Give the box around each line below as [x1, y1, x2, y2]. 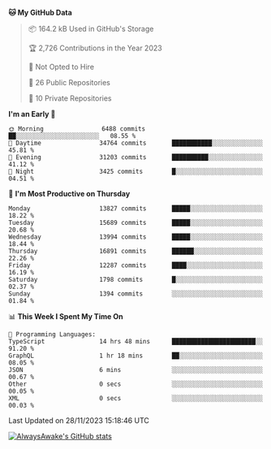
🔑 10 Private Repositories [28, 93, 112, 103]
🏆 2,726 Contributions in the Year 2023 [28, 43, 162, 53]
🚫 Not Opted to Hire [28, 62, 95, 71]
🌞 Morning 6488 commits [8, 125, 146, 133]
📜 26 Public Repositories [28, 78, 111, 87]
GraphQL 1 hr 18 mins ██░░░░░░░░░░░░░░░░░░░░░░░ [8, 352, 264, 360]
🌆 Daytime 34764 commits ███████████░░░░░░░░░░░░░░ [8, 139, 264, 147]
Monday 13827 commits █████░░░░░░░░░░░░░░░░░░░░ [8, 205, 264, 213]
